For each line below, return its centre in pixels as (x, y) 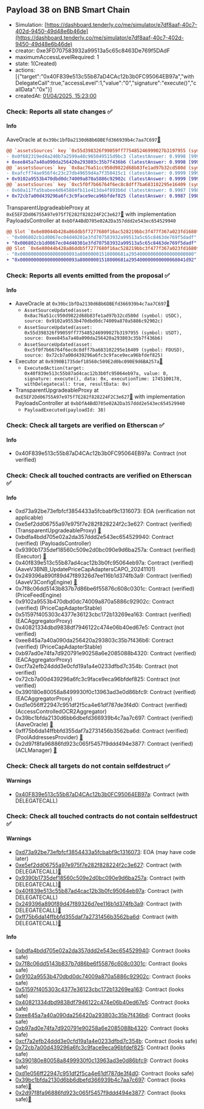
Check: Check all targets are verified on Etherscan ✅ (86, 425)
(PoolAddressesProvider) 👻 (49, 737)
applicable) (29, 518)
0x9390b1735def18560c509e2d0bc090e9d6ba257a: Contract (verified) (105, 550)
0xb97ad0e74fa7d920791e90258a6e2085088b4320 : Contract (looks (102, 1028)
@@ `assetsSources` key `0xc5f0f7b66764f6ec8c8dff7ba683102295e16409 (96, 185)
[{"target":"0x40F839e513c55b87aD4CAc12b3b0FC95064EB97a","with (104, 76)
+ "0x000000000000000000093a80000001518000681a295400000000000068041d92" (102, 260)
